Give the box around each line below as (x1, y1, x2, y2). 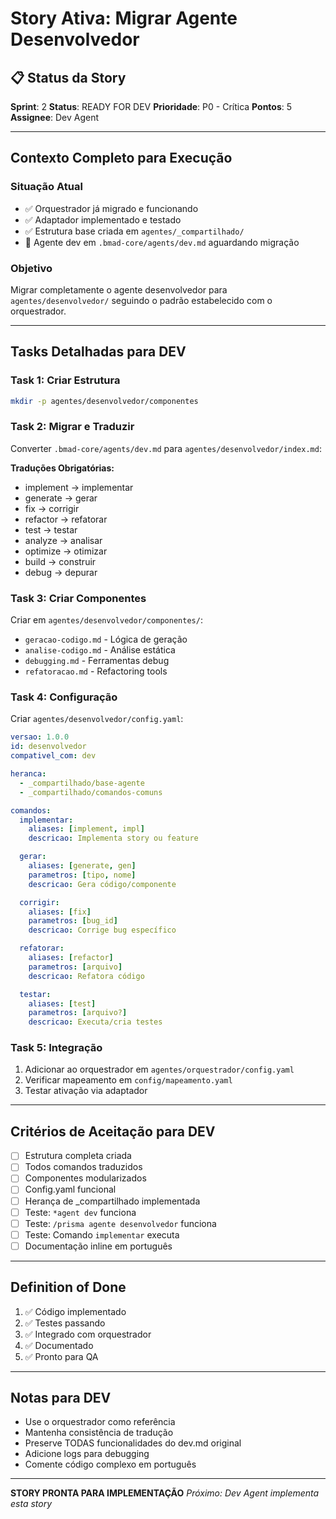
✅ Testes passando (24, 1317, 106, 1329)
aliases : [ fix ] (28, 907, 92, 917)
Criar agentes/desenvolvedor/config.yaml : (10, 713, 184, 725)
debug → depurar (24, 566, 98, 578)
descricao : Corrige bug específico (28, 925, 177, 936)
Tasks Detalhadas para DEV (10, 343, 187, 361)
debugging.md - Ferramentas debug (24, 655, 170, 667)
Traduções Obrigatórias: (10, 462, 115, 474)
